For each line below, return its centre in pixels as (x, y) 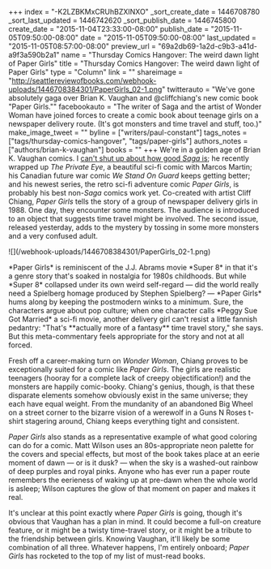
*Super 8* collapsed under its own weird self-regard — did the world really (133, 284)
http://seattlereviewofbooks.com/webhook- (84, 81)
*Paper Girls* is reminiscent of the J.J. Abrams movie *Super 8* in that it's (133, 267)
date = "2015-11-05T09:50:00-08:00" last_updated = (168, 37)
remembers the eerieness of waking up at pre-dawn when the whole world (133, 480)
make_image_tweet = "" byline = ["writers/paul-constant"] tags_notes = (128, 132)
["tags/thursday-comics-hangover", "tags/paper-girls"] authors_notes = (128, 141)
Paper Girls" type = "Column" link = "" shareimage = (96, 72)
